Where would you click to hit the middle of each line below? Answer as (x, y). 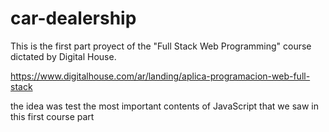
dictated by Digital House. (63, 56)
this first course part (52, 116)
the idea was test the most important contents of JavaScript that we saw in (164, 106)
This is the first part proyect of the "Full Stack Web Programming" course (161, 46)
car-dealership (73, 18)
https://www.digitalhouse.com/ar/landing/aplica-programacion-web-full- (160, 76)
